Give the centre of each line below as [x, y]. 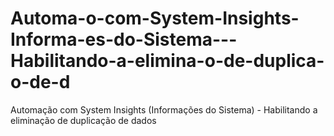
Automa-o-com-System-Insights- [155, 18]
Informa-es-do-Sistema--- [124, 39]
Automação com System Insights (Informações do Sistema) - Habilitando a [164, 109]
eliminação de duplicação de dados [83, 120]
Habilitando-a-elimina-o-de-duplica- [167, 61]
